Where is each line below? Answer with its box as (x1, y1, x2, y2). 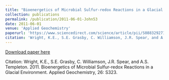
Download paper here (5, 48, 50, 55)
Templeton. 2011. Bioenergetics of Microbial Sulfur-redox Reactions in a (5, 63, 153, 70)
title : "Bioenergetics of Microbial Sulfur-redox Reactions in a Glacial (5, 7, 163, 12)
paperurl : (5, 30, 26, 35)
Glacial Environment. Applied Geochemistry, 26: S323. (5, 69, 118, 75)
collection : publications (5, 12, 59, 17)
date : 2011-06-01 (5, 21, 42, 26)
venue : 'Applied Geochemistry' (5, 26, 71, 31)
